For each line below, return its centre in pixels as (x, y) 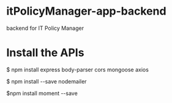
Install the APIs (45, 53)
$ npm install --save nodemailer (47, 81)
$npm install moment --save (42, 93)
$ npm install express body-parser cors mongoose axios (77, 69)
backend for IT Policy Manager (45, 28)
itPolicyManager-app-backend (86, 11)
